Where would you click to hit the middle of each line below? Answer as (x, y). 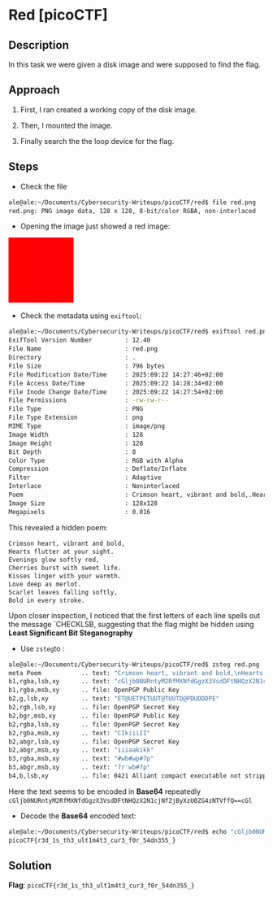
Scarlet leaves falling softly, (63, 592)
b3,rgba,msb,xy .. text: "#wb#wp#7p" (81, 759)
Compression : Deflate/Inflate (97, 469)
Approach (34, 90)
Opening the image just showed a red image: (95, 226)
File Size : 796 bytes (87, 366)
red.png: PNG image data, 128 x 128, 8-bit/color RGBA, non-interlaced (132, 211)
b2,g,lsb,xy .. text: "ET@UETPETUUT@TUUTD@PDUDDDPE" (114, 699)
